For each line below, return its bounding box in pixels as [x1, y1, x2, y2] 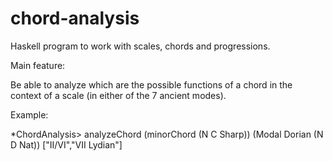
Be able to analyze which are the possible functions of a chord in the [10, 78, 293, 91]
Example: [10, 108, 49, 121]
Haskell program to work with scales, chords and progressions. [10, 40, 271, 52]
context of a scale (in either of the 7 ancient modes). [10, 89, 227, 101]
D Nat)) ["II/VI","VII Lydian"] [10, 138, 123, 151]
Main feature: [10, 59, 66, 71]
